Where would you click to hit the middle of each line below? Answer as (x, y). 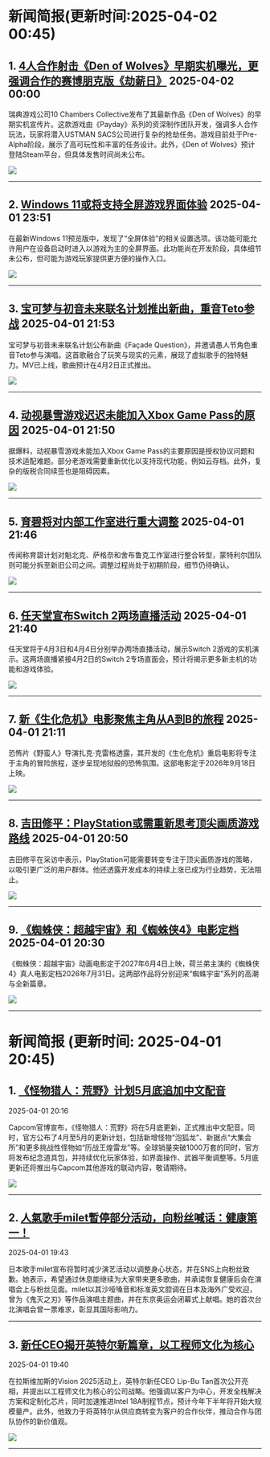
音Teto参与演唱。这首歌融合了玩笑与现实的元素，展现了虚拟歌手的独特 (125, 355)
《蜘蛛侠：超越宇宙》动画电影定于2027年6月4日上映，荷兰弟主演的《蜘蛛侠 (134, 963)
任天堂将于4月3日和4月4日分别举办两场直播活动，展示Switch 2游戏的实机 (130, 649)
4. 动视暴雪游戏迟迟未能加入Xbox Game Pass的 (127, 415)
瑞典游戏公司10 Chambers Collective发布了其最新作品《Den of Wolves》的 (131, 114)
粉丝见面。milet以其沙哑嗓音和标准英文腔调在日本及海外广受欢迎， (146, 1289)
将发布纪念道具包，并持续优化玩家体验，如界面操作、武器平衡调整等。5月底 (134, 1157)
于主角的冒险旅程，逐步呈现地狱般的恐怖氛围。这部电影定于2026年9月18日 (132, 763)
